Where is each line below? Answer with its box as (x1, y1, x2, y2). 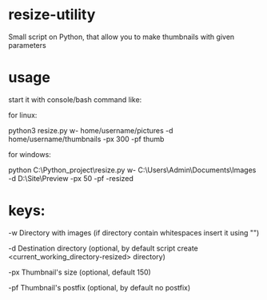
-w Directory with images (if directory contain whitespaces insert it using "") (8, 227, 260, 237)
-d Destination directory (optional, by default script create (8, 243, 198, 253)
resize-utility (8, 6, 96, 24)
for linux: (8, 110, 38, 120)
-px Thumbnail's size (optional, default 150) (8, 267, 152, 277)
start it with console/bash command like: (8, 94, 142, 105)
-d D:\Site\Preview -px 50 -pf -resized (8, 173, 134, 183)
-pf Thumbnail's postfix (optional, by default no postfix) (8, 282, 191, 292)
